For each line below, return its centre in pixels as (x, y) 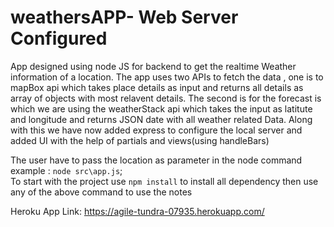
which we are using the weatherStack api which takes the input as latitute (161, 108)
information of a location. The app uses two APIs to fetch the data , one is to (167, 77)
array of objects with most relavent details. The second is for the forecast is (166, 98)
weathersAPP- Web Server (124, 17)
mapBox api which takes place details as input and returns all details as (157, 87)
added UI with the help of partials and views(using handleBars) (140, 140)
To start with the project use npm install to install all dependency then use (164, 181)
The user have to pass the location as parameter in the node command (156, 160)
